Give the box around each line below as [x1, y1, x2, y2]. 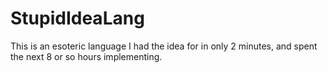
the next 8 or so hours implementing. [10, 50, 163, 62]
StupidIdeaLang [10, 7, 145, 30]
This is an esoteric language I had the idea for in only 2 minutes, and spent [10, 40, 318, 52]
